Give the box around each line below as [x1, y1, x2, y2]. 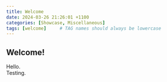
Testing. [6, 70, 26, 77]
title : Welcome [6, 8, 44, 15]
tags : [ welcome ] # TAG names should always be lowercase [6, 25, 162, 31]
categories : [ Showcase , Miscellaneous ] [6, 20, 106, 26]
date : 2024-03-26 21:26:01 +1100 [6, 14, 89, 20]
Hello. [6, 63, 21, 70]
